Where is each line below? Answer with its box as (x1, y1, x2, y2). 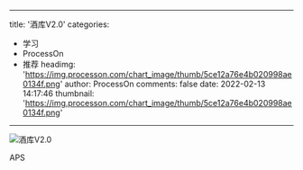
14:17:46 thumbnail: (22, 88, 95, 99)
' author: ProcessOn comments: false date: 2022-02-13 (60, 78, 266, 89)
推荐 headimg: (22, 59, 77, 69)
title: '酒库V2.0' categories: (9, 19, 110, 30)
